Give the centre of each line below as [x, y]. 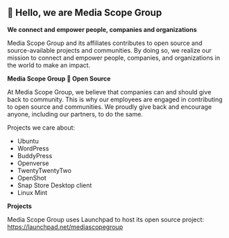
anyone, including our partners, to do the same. [75, 114]
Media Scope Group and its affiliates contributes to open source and [105, 43]
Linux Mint [32, 192]
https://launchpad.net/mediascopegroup [65, 227]
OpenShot [32, 178]
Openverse [33, 163]
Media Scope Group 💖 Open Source [59, 78]
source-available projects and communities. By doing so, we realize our [109, 50]
